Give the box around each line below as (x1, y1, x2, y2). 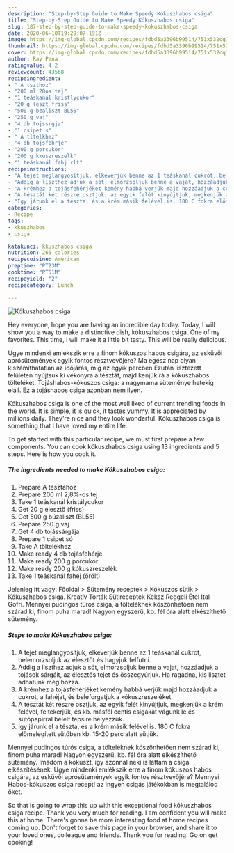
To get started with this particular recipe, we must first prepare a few (8, 435, 205, 443)
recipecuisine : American (8, 256, 80, 263)
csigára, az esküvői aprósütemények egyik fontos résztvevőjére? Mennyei (8, 773, 219, 781)
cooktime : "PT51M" (8, 269, 61, 276)
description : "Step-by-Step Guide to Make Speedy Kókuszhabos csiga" (8, 10, 214, 17)
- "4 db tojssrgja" (8, 120, 65, 127)
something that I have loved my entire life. (8, 421, 128, 430)
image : (8, 36, 27, 43)
